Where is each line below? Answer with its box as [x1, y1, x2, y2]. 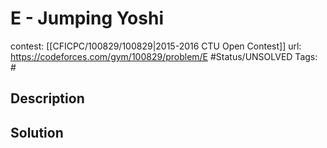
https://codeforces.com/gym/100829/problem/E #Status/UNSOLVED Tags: [10, 50, 318, 62]
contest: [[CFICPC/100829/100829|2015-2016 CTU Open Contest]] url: [10, 40, 302, 52]
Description [10, 90, 85, 107]
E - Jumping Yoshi [10, 7, 164, 30]
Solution [10, 124, 64, 141]
